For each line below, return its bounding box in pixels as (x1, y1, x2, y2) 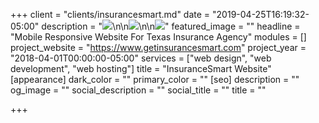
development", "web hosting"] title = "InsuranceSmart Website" (10, 63, 272, 74)
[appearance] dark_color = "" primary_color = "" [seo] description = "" (10, 74, 300, 85)
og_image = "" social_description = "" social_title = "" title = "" (10, 84, 267, 96)
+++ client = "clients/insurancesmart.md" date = (10, 9, 211, 20)
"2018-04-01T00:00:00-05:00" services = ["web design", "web (10, 52, 272, 64)
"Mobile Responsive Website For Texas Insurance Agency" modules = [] (10, 31, 307, 43)
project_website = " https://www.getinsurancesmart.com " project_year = (10, 42, 307, 53)
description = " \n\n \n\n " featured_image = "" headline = (41, 20, 301, 32)
